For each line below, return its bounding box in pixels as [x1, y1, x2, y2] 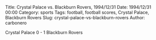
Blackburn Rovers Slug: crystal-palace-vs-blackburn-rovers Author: [5, 15, 145, 20]
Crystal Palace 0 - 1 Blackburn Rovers [5, 30, 83, 35]
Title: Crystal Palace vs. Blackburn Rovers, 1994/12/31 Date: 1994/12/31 [5, 4, 151, 10]
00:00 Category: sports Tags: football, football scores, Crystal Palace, [5, 9, 149, 15]
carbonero [5, 20, 27, 26]
